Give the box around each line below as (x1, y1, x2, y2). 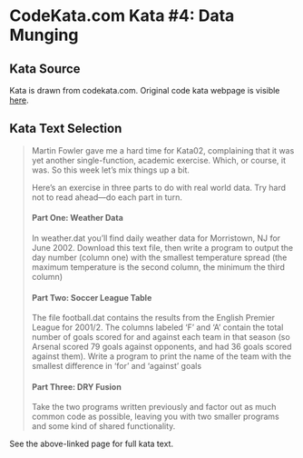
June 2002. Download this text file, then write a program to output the (31, 243, 293, 254)
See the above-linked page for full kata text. (9, 438, 174, 450)
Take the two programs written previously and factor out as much (31, 402, 277, 413)
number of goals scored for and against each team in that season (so (31, 332, 290, 343)
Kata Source (9, 61, 81, 76)
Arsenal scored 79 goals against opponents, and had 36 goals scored (31, 342, 292, 353)
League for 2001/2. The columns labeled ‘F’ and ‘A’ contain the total (31, 322, 284, 333)
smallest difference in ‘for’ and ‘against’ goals (31, 361, 202, 372)
